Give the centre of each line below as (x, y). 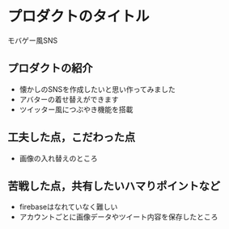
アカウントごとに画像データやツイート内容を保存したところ (119, 217)
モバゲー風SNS (33, 40)
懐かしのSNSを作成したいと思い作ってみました (97, 89)
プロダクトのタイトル (79, 17)
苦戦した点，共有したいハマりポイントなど (114, 186)
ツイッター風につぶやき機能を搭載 (76, 109)
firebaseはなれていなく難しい (68, 207)
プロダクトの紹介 (50, 68)
